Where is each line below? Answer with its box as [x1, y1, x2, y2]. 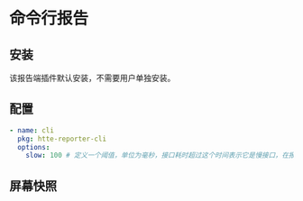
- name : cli [9, 125, 54, 135]
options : [17, 142, 50, 151]
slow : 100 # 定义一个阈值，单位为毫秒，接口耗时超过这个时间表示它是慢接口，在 [25, 151, 289, 160]
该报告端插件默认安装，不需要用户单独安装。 [9, 73, 176, 83]
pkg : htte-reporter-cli [17, 134, 106, 143]
